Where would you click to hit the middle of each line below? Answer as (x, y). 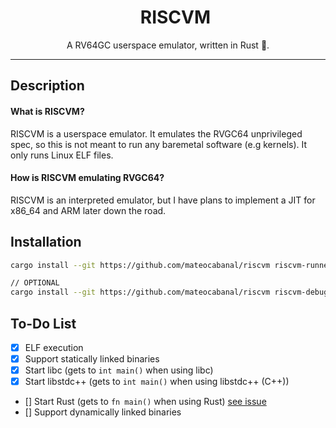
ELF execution (54, 347)
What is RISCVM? (47, 111)
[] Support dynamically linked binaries (103, 412)
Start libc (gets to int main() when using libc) (119, 370)
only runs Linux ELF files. (62, 155)
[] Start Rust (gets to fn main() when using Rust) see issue (145, 402)
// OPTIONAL (35, 283)
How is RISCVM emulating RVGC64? (87, 178)
